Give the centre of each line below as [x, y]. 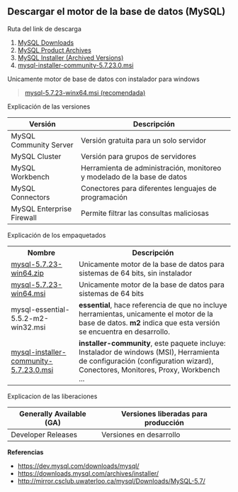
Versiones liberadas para [164, 413]
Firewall [24, 217]
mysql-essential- [40, 310]
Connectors [30, 197]
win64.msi [28, 293]
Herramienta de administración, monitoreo [151, 168]
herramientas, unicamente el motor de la [146, 314]
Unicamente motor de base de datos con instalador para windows [103, 79]
